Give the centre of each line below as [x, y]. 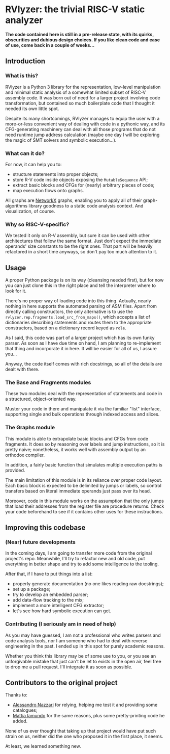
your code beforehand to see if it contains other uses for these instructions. [84, 511]
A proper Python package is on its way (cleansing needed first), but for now [84, 280]
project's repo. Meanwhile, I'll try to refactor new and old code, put [75, 559]
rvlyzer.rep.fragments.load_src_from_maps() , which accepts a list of [78, 317]
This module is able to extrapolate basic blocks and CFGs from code [77, 438]
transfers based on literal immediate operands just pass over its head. [78, 491]
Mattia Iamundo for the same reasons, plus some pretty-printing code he [89, 716]
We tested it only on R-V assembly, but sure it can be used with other [78, 236]
